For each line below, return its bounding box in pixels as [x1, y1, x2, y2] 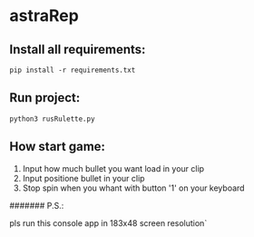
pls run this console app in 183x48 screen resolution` [9, 217, 208, 228]
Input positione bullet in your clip [22, 173, 145, 183]
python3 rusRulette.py [9, 114, 95, 123]
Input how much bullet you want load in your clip [22, 163, 205, 173]
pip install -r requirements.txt [9, 65, 136, 74]
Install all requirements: [9, 42, 146, 57]
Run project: [9, 90, 81, 105]
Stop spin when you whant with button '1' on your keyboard [22, 183, 245, 193]
